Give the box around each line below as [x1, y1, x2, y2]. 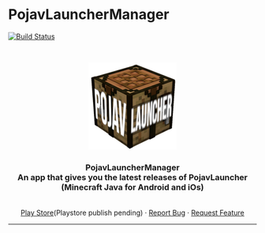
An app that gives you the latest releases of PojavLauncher [17, 171, 248, 182]
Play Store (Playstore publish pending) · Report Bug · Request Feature [21, 208, 244, 218]
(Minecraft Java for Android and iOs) [61, 182, 204, 193]
